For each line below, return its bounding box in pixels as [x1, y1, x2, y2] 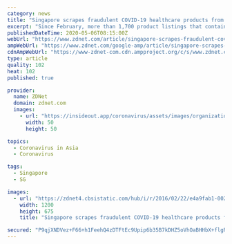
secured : [7, 227, 32, 234]
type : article [7, 55, 48, 62]
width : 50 [25, 119, 54, 126]
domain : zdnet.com [13, 100, 67, 107]
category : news [7, 10, 51, 17]
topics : [7, 138, 30, 145]
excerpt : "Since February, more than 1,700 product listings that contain [7, 23, 227, 30]
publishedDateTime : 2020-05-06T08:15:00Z [7, 29, 128, 37]
